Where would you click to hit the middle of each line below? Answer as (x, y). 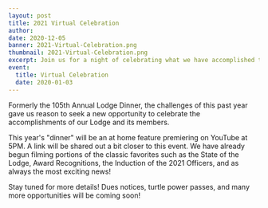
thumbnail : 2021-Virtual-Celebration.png (78, 53)
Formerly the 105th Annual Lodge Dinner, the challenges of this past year (128, 105)
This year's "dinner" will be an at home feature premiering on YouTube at (128, 137)
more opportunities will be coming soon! (75, 195)
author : (21, 30)
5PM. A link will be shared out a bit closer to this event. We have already (127, 146)
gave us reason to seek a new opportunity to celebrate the (104, 113)
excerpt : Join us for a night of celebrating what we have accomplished (132, 61)
